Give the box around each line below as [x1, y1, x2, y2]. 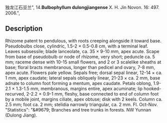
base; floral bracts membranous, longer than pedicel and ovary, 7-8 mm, [5, 64, 155, 70]
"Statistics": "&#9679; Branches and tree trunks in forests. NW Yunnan [5, 106, 151, 112]
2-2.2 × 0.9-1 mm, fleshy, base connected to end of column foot [26, 90, 159, 96]
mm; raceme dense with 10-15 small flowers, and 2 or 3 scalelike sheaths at [5, 59, 161, 65]
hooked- [143, 85, 161, 91]
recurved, [5, 90, 26, 96]
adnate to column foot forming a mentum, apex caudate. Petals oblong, [5, 80, 152, 86]
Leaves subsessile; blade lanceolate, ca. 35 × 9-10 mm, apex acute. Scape [5, 48, 159, 54]
